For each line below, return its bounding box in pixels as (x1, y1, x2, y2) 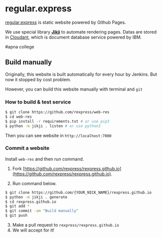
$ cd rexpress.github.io (5, 199, 56, 204)
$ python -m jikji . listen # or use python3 (5, 123, 101, 129)
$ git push (5, 213, 28, 218)
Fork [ (12, 165, 25, 171)
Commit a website (5, 144, 50, 151)
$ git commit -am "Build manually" (5, 208, 79, 213)
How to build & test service (5, 98, 71, 105)
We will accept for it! (12, 227, 54, 233)
